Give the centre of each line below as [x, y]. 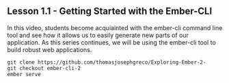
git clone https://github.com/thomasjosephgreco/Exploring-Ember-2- [107, 62]
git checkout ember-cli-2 [44, 68]
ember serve [24, 74]
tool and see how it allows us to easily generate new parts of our [98, 35]
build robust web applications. [50, 49]
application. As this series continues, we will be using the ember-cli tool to [112, 42]
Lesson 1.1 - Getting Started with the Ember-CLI [110, 11]
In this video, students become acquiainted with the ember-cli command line [115, 27]
